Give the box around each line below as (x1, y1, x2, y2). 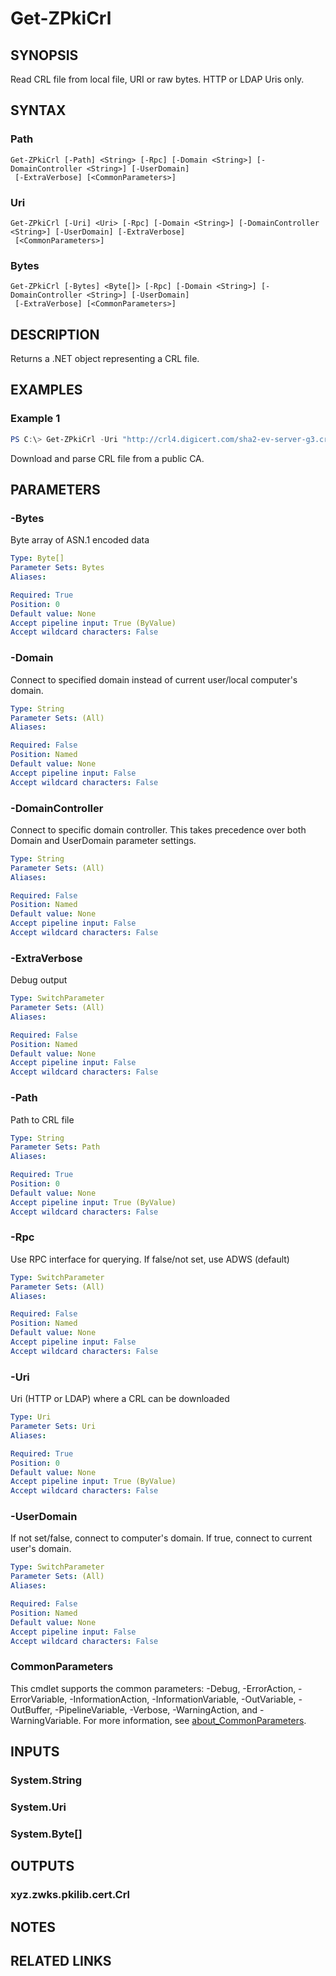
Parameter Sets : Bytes (10, 563, 105, 573)
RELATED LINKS (10, 1952, 112, 1969)
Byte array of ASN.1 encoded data (10, 534, 150, 546)
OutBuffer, (10, 1703, 53, 1716)
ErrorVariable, (10, 1693, 68, 1705)
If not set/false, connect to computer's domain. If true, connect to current (10, 1532, 313, 1544)
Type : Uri (10, 1412, 52, 1422)
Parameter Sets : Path (10, 1142, 101, 1152)
